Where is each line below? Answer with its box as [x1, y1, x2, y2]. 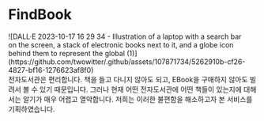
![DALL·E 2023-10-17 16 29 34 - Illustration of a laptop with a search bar [8, 32, 242, 41]
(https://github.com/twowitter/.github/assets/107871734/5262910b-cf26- [8, 57, 246, 66]
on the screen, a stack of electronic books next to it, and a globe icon [8, 40, 234, 49]
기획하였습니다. [8, 104, 55, 114]
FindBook [8, 6, 73, 24]
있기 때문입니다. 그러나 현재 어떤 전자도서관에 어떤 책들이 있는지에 [39, 85, 243, 94]
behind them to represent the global [8, 48, 125, 58]
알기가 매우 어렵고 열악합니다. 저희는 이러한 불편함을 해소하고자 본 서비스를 [22, 94, 253, 104]
